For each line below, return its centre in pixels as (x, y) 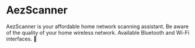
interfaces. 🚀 (22, 39)
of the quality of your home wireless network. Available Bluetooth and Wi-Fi (98, 32)
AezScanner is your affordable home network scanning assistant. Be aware (97, 26)
